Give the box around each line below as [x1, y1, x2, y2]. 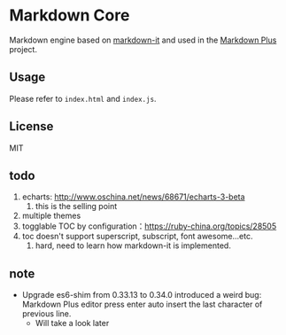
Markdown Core [9, 5, 130, 26]
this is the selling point [35, 201, 118, 212]
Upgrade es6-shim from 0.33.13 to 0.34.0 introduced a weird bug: [21, 290, 262, 300]
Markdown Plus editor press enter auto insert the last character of [21, 299, 263, 310]
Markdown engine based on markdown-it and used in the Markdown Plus [9, 35, 277, 45]
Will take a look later [35, 318, 110, 329]
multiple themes [21, 210, 81, 222]
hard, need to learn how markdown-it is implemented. [35, 240, 232, 251]
